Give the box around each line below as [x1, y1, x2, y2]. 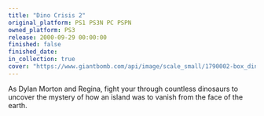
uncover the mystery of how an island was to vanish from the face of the [8, 92, 244, 102]
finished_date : [8, 48, 58, 56]
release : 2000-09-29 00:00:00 [8, 33, 108, 42]
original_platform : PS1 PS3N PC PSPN [8, 19, 132, 27]
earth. [8, 100, 27, 110]
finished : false [8, 41, 61, 49]
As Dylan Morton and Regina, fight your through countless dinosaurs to [8, 84, 238, 93]
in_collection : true [8, 56, 76, 63]
